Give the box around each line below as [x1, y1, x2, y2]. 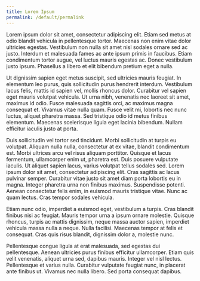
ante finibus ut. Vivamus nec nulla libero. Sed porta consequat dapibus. [6, 267, 182, 275]
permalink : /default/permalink [6, 14, 84, 20]
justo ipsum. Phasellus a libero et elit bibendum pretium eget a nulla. [6, 62, 174, 69]
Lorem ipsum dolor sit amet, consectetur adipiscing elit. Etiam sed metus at [6, 30, 191, 38]
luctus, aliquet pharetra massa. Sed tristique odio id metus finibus [6, 112, 168, 120]
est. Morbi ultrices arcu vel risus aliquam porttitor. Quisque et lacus [6, 149, 171, 156]
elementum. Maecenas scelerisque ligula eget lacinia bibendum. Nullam [6, 118, 183, 126]
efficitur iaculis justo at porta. [6, 125, 78, 132]
